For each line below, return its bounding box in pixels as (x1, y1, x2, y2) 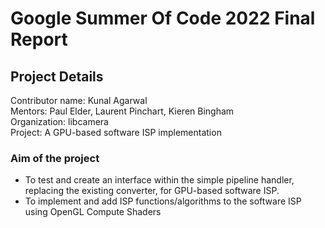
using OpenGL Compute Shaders (24, 206, 162, 218)
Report (10, 28, 68, 51)
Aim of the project (10, 151, 100, 165)
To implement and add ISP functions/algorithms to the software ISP (24, 195, 302, 207)
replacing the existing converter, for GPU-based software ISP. (24, 185, 280, 197)
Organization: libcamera (10, 116, 109, 127)
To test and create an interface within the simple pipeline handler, (24, 174, 295, 186)
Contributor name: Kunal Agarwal (10, 95, 148, 106)
